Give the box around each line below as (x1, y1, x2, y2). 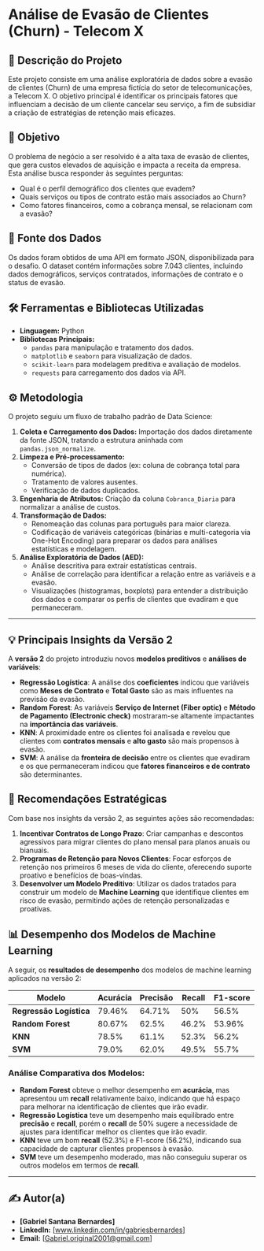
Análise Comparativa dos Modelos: (8, 1067, 145, 1078)
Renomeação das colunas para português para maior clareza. (31, 519, 232, 529)
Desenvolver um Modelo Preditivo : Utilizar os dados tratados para (19, 878, 237, 888)
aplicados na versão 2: (8, 973, 82, 982)
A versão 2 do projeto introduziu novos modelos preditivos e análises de (8, 654, 247, 663)
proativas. (19, 904, 53, 913)
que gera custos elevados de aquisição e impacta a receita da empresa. (8, 160, 241, 169)
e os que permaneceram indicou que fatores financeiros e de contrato (19, 762, 251, 771)
